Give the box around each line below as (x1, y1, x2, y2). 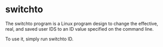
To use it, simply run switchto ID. (5, 36, 74, 42)
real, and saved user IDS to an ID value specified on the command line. (5, 26, 154, 32)
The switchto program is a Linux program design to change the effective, (5, 20, 158, 27)
